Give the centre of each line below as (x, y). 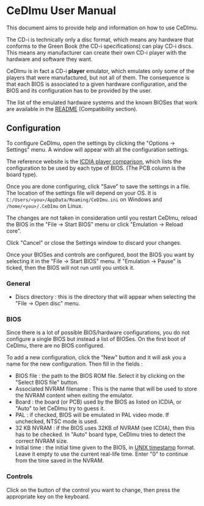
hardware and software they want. (49, 59)
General (18, 283)
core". (14, 231)
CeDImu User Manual (61, 11)
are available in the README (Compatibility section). (72, 109)
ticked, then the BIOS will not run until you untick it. (71, 267)
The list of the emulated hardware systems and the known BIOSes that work (102, 102)
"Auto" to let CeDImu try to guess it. (60, 408)
